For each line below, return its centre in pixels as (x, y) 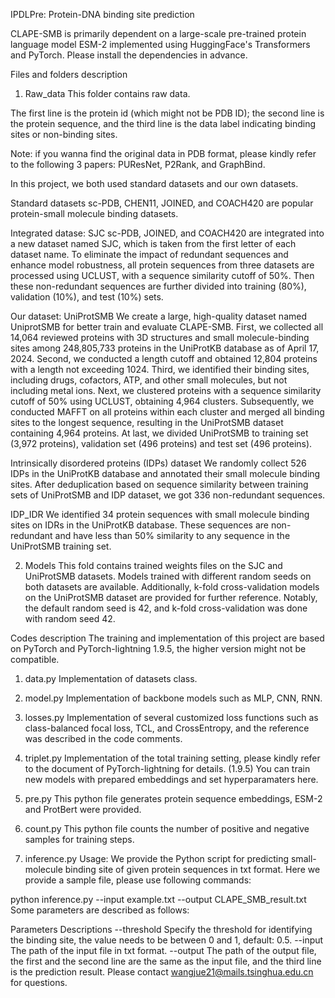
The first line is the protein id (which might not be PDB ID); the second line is (167, 113)
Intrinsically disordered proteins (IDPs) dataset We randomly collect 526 (158, 463)
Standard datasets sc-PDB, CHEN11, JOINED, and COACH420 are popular (162, 203)
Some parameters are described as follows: (100, 910)
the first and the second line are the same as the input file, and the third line (166, 961)
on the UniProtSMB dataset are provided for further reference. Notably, (171, 597)
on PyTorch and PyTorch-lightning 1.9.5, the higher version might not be (158, 648)
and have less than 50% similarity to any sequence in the (172, 535)
